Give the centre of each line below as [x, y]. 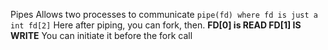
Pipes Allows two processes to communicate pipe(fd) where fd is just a [164, 14]
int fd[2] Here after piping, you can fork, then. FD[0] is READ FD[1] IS [156, 25]
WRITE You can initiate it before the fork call [101, 35]
